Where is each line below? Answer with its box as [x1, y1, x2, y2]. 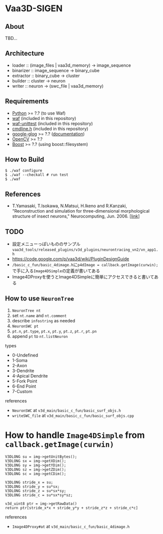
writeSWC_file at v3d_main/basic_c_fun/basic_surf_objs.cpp [12, 413, 134, 418]
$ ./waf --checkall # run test [5, 173, 69, 178]
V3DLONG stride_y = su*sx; [5, 484, 60, 489]
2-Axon [12, 362, 27, 368]
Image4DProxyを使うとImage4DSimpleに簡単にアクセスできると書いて [12, 274, 154, 280]
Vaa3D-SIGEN [5, 3, 63, 14]
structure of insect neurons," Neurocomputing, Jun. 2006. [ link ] [12, 213, 140, 219]
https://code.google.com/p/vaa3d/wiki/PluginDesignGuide [12, 256, 129, 262]
